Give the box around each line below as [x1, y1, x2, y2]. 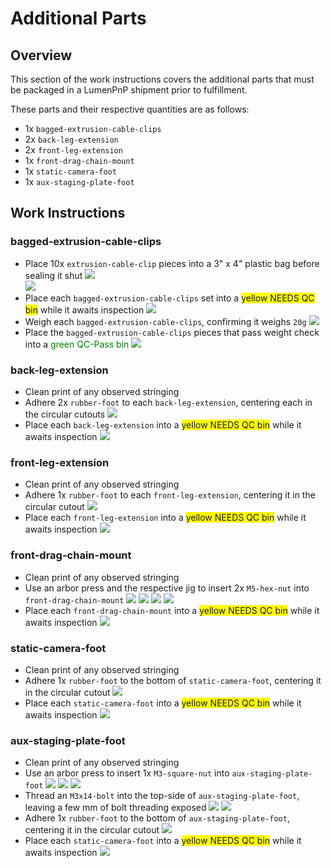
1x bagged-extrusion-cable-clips [24, 123, 162, 134]
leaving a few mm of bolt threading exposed [24, 802, 207, 814]
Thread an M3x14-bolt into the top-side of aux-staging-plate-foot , [24, 790, 300, 802]
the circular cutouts [24, 408, 106, 420]
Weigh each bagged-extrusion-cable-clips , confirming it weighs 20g [24, 315, 307, 327]
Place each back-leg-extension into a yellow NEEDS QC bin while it [24, 418, 302, 431]
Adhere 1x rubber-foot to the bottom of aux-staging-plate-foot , [24, 812, 290, 824]
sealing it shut [24, 269, 83, 281]
